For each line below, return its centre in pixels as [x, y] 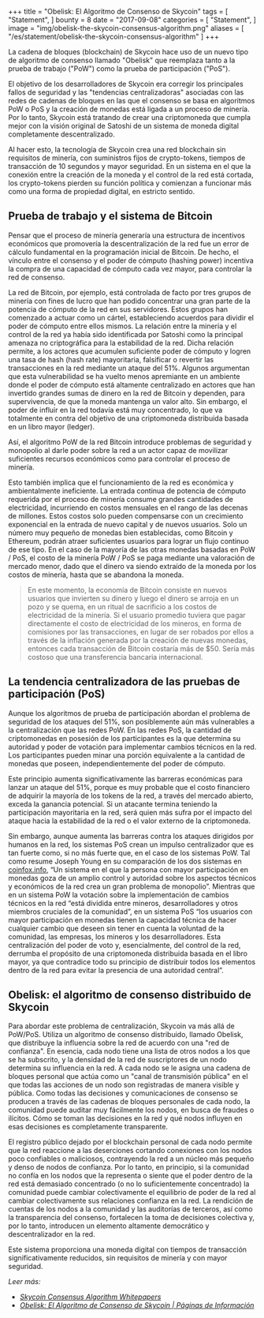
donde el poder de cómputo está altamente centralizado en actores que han [132, 384]
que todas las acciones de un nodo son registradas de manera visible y [124, 1085]
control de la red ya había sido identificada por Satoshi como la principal [126, 334]
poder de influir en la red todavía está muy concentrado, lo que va [115, 410]
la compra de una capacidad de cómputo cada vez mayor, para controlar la [130, 268]
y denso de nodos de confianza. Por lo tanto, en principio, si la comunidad [129, 1167]
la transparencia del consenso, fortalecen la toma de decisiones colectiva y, [131, 1218]
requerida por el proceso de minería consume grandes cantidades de [121, 499]
